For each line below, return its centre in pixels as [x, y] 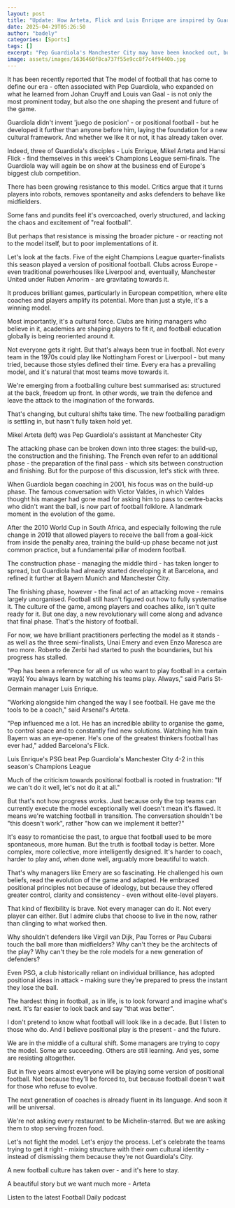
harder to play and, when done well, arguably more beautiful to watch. [108, 859]
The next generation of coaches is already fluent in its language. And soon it [117, 1100]
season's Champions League [49, 766]
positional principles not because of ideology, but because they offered [110, 887]
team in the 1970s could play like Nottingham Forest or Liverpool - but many [116, 357]
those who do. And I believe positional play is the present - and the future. [114, 1029]
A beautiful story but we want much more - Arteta [79, 1184]
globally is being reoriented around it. [61, 336]
